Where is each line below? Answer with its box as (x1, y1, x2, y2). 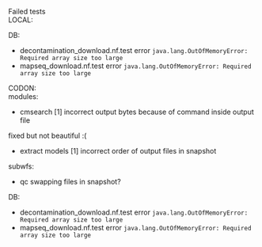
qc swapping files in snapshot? (19, 177, 121, 186)
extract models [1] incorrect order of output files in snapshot (19, 146, 217, 155)
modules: (8, 92, 39, 101)
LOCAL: (8, 15, 33, 25)
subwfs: (8, 161, 34, 171)
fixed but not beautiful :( (8, 131, 87, 140)
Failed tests (8, 7, 46, 16)
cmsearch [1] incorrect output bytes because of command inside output (19, 107, 255, 116)
